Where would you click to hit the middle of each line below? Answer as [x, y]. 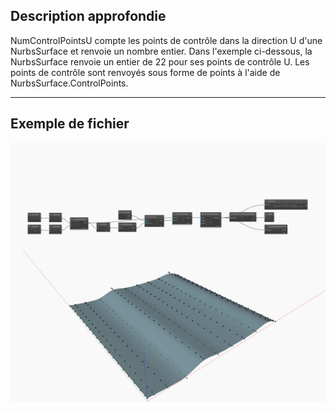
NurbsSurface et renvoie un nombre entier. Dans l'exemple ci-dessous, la [161, 51]
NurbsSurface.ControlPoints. [69, 83]
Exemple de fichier [70, 124]
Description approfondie [88, 16]
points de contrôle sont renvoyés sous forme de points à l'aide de [145, 72]
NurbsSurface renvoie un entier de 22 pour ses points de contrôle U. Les [160, 61]
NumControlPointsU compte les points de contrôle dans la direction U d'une [166, 40]
